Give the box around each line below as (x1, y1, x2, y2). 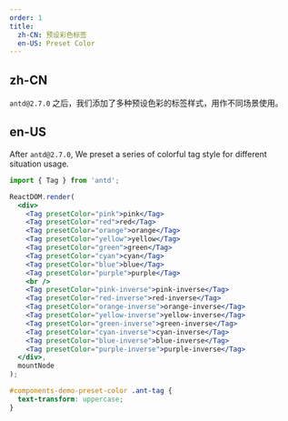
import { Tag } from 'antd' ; (9, 175, 120, 185)
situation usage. (9, 158, 70, 169)
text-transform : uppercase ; (17, 395, 124, 404)
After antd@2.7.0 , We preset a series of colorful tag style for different (9, 148, 268, 159)
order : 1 (9, 13, 43, 23)
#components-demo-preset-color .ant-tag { (9, 386, 173, 396)
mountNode (17, 361, 55, 371)
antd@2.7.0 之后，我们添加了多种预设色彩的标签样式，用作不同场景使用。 (9, 97, 283, 109)
